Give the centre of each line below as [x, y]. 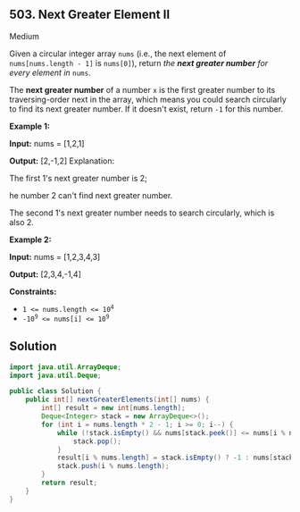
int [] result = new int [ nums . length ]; [113, 408]
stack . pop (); [97, 441]
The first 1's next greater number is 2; [78, 178]
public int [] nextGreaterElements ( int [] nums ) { [117, 400]
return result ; [70, 483]
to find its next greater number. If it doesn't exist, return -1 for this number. [146, 109]
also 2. [21, 222]
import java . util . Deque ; [55, 375]
